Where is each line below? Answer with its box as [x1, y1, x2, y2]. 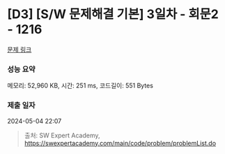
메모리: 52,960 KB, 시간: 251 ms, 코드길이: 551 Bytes [7, 81, 153, 90]
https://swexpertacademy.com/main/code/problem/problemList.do [24, 139, 217, 147]
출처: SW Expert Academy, [24, 131, 100, 139]
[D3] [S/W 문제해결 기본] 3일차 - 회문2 [7, 6, 219, 22]
